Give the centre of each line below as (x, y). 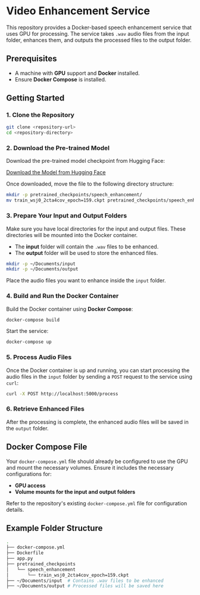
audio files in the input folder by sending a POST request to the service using (99, 376)
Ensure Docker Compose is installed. (60, 79)
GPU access (30, 485)
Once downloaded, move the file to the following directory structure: (90, 184)
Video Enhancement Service (78, 11)
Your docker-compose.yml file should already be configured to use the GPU (97, 461)
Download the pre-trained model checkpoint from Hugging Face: (86, 161)
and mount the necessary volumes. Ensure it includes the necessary (90, 467)
